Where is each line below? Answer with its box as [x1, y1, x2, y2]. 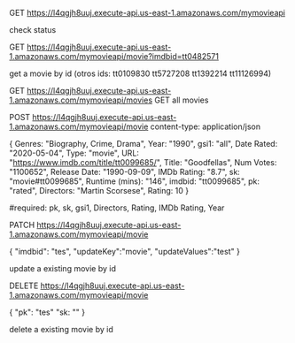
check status [9, 25, 57, 34]
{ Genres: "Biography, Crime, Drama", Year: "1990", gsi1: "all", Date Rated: [9, 139, 278, 149]
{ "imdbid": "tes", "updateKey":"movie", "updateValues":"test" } [9, 247, 241, 256]
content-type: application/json [150, 121, 261, 132]
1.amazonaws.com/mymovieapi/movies [9, 95, 153, 105]
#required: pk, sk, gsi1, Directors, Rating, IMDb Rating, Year [9, 202, 225, 213]
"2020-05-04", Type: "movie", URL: [9, 148, 140, 158]
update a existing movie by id [9, 263, 117, 273]
